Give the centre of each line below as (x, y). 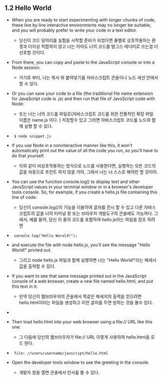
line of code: (24, 197)
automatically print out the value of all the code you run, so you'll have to (85, 150)
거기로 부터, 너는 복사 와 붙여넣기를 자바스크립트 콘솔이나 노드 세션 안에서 (89, 77)
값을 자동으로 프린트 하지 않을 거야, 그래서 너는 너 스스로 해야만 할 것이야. (88, 172)
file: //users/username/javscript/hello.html (61, 353)
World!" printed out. (31, 250)
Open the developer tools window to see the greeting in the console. (81, 362)
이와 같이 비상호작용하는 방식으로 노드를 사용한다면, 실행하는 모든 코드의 (87, 166)
